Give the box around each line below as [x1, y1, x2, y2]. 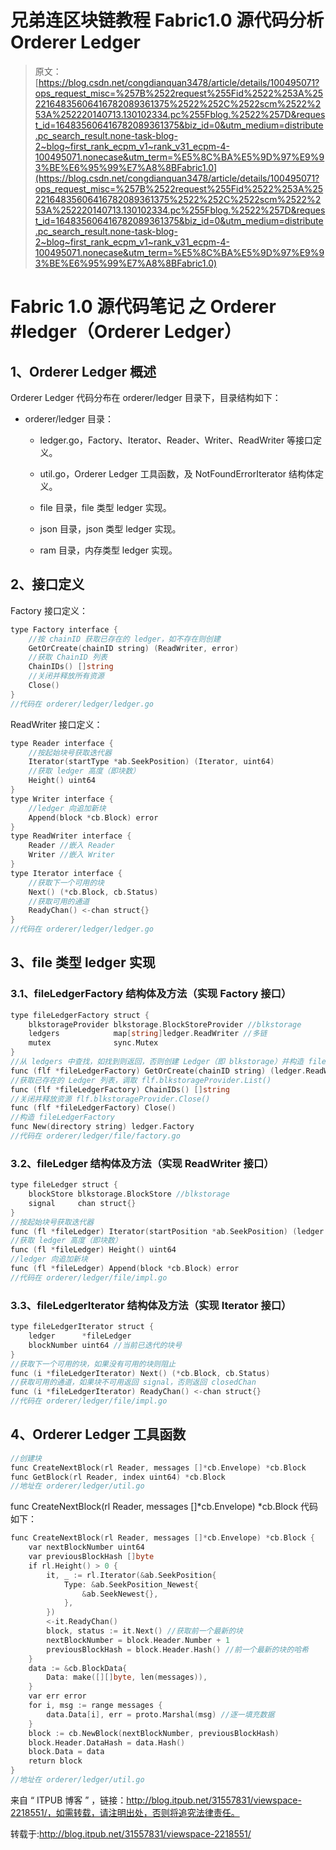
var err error [28, 1691, 87, 1701]
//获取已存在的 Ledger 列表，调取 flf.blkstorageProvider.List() [10, 1075, 272, 1085]
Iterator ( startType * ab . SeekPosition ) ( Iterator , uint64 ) [28, 757, 275, 767]
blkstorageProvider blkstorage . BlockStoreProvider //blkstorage [28, 1019, 302, 1030]
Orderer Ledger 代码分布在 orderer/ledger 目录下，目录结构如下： [10, 391, 282, 403]
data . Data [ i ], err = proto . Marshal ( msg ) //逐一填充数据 [46, 1709, 275, 1720]
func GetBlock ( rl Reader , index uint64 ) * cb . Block [10, 1472, 226, 1482]
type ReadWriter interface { [10, 831, 132, 841]
